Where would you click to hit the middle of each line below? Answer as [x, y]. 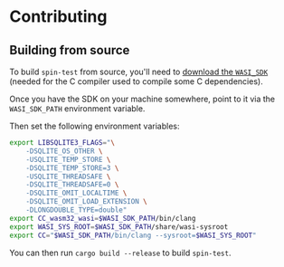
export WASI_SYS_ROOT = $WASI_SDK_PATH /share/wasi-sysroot [119, 227]
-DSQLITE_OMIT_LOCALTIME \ [76, 193]
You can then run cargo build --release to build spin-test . [120, 253]
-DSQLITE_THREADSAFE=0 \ [72, 185]
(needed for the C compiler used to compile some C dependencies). [137, 81]
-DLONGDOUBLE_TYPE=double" [76, 210]
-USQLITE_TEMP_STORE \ [68, 159]
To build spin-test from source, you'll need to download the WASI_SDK [139, 72]
